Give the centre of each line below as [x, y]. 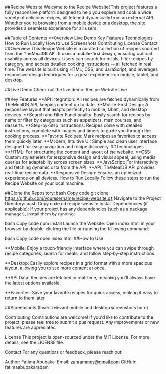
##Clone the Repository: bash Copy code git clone [57, 193]
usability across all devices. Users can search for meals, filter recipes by [79, 59]
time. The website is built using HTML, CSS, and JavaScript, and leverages [81, 69]
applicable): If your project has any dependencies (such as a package [76, 209]
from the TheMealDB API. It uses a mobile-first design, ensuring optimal [79, 53]
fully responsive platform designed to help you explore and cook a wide [78, 12]
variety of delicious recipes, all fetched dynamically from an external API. [80, 18]
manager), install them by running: [40, 214]
